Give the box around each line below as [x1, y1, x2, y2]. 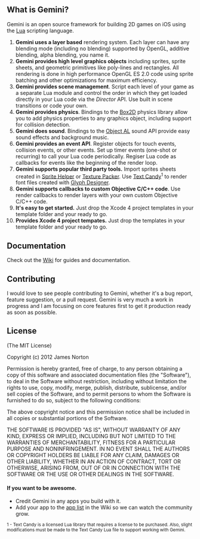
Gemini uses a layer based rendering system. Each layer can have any [15, 38, 190, 45]
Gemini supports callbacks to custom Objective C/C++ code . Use [15, 185, 181, 193]
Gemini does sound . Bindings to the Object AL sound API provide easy [15, 127, 190, 134]
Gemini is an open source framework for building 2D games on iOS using [7, 20, 186, 27]
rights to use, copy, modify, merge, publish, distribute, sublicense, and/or [7, 384, 187, 391]
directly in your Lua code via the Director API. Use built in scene [15, 96, 173, 103]
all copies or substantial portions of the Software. [7, 414, 128, 421]
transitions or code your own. [15, 101, 88, 109]
